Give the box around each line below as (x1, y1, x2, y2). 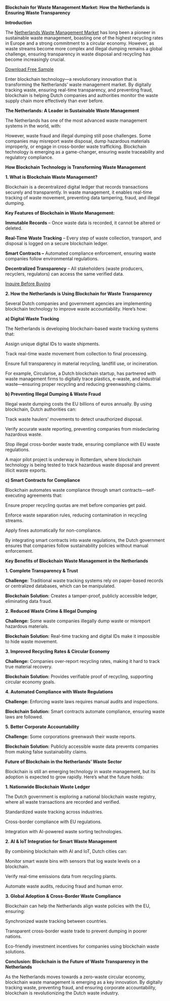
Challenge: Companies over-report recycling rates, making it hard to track (5, 658, 160, 664)
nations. (5, 933, 22, 939)
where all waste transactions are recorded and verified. (5, 799, 120, 805)
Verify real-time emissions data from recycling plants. (5, 873, 117, 879)
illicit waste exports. (5, 467, 47, 473)
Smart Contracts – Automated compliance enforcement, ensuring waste (5, 250, 156, 256)
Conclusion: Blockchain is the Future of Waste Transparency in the (5, 958, 148, 964)
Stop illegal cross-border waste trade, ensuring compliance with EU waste (5, 441, 160, 447)
